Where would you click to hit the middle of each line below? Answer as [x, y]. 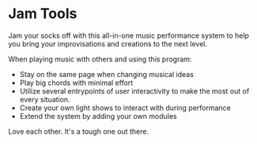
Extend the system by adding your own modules [98, 116]
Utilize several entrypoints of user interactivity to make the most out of [134, 90]
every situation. [45, 99]
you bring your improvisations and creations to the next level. [108, 43]
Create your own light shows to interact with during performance [125, 108]
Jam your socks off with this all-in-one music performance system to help [128, 35]
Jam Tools [43, 14]
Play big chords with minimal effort [76, 83]
